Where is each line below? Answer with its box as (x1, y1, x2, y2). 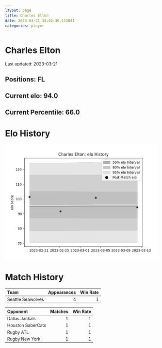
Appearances (48, 289, 76, 295)
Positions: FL (5, 75, 45, 83)
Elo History (5, 128, 50, 139)
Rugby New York (7, 336, 41, 342)
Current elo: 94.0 (5, 92, 58, 100)
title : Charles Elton (5, 13, 49, 18)
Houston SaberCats (7, 322, 47, 329)
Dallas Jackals (7, 316, 36, 322)
